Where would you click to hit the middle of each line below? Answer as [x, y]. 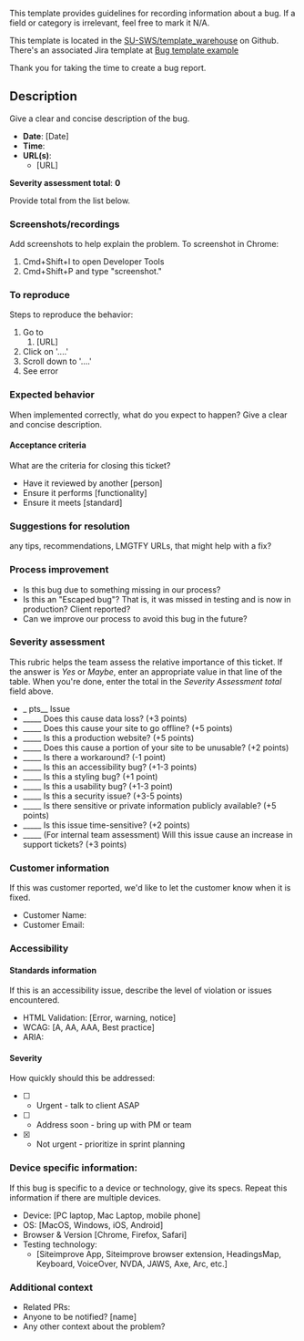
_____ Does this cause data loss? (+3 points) [105, 718]
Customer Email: [53, 925]
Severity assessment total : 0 [65, 182]
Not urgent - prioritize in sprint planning [111, 1144]
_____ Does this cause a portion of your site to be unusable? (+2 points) [156, 748]
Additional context [51, 1287]
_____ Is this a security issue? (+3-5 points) [103, 796]
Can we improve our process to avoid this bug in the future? [135, 618]
